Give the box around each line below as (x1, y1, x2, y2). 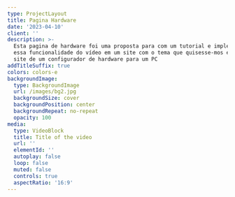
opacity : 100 (13, 114, 52, 121)
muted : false (13, 166, 52, 173)
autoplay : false (13, 153, 61, 161)
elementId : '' (13, 147, 55, 154)
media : (7, 120, 27, 128)
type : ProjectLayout (7, 10, 68, 17)
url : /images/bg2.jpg (13, 88, 77, 95)
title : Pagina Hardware (7, 17, 77, 24)
